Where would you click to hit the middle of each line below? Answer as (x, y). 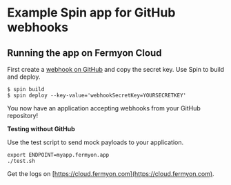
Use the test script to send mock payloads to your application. (96, 142)
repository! (23, 116)
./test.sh (21, 161)
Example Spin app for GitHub (91, 13)
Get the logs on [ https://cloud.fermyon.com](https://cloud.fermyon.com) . (111, 174)
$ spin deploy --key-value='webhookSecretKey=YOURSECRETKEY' (97, 95)
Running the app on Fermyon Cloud (84, 53)
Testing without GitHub (41, 129)
